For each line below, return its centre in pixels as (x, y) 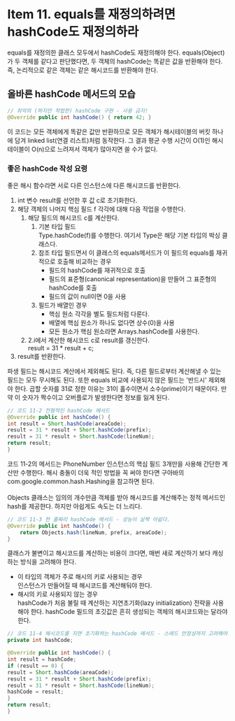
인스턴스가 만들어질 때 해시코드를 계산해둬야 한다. (85, 585)
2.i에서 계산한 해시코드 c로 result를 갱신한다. (89, 340)
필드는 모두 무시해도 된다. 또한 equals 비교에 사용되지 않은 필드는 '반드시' (107, 380)
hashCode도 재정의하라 (73, 32)
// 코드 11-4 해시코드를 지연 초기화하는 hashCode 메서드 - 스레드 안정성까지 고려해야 (117, 634)
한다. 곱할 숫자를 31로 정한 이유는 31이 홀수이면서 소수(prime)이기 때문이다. (117, 388)
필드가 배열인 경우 (63, 305)
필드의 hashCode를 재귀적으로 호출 (97, 270)
